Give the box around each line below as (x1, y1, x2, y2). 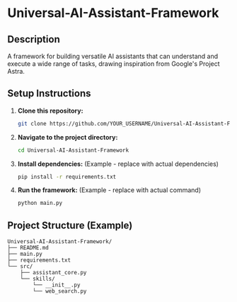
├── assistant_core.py (20, 269, 87, 276)
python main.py (17, 200, 63, 207)
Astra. (7, 67, 25, 75)
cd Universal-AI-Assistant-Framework (17, 147, 129, 154)
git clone (17, 120, 47, 127)
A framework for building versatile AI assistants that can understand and (7, 52, 219, 60)
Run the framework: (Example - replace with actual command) (17, 186, 202, 194)
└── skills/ (20, 275, 55, 283)
